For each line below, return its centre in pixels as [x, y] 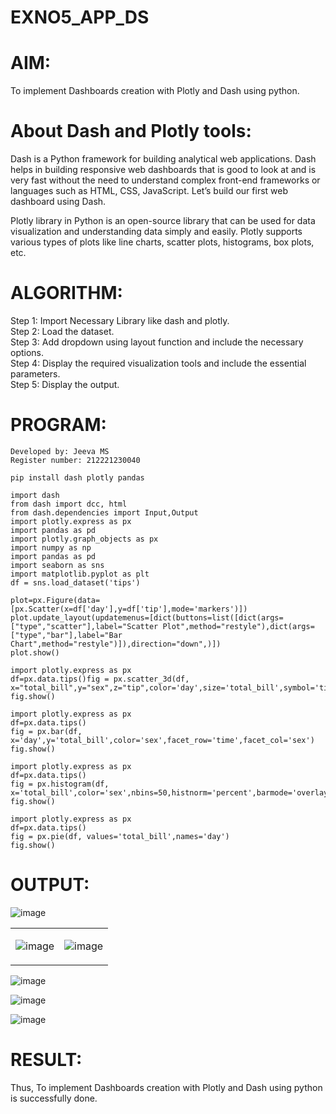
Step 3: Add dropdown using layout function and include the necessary [157, 342]
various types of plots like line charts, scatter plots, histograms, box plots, [162, 242]
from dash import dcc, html [69, 504]
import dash [35, 495]
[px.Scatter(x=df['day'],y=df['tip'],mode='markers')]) [129, 609]
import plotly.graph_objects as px [84, 539]
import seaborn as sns [57, 565]
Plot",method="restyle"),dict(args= [238, 626]
